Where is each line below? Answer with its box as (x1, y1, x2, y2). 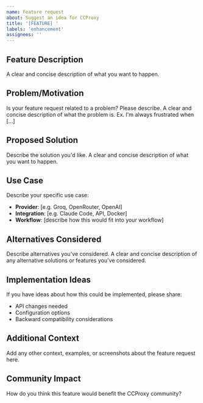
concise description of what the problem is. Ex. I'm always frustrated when (6, 111, 194, 118)
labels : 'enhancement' (6, 26, 64, 32)
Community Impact (6, 374, 81, 384)
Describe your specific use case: (6, 192, 89, 199)
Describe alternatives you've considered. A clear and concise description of (6, 250, 198, 258)
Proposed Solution (6, 135, 78, 145)
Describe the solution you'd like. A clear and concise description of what (6, 151, 189, 159)
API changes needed (15, 303, 68, 310)
